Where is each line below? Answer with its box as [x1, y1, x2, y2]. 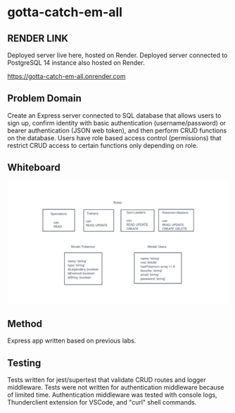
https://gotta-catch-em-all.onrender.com [7, 72, 126, 80]
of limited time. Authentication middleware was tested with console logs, [7, 390, 217, 399]
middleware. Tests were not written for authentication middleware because [7, 383, 224, 392]
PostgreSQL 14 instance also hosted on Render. [7, 58, 146, 67]
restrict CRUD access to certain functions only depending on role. [7, 141, 198, 149]
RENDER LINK [7, 32, 69, 44]
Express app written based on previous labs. [7, 336, 136, 345]
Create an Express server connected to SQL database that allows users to [7, 111, 222, 120]
